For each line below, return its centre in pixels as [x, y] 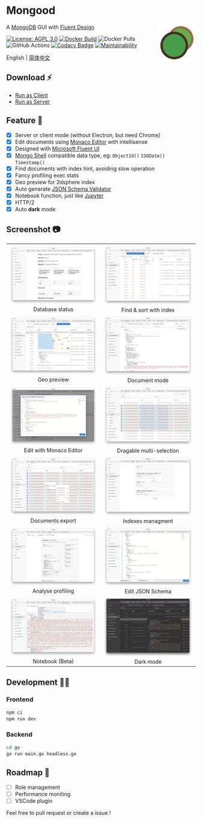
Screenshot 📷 [34, 229]
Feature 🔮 [25, 121]
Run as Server [32, 101]
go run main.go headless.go [41, 754]
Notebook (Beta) [53, 661]
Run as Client [31, 95]
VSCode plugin [34, 800]
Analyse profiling [53, 591]
